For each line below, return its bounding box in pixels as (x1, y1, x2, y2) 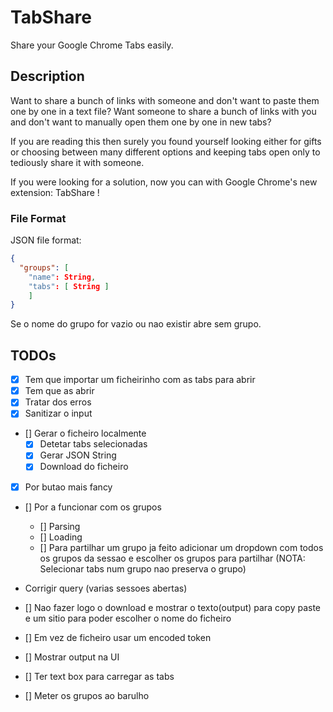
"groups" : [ (19, 262, 70, 273)
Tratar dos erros (24, 396, 92, 408)
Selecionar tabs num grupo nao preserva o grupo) (39, 562, 247, 575)
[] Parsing (39, 520, 81, 532)
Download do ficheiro (39, 461, 129, 473)
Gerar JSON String (39, 449, 117, 461)
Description (10, 68, 85, 85)
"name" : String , (28, 272, 97, 282)
